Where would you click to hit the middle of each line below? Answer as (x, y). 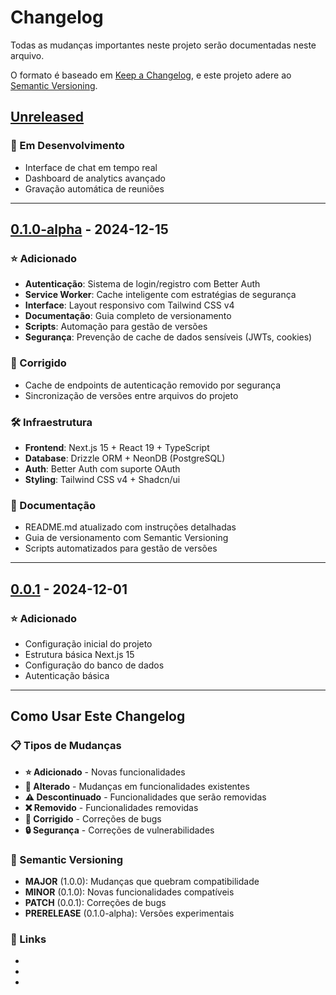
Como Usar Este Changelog (98, 716)
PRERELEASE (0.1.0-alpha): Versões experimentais (129, 913)
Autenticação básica (67, 675)
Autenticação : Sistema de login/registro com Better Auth (142, 284)
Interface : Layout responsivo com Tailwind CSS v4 (129, 305)
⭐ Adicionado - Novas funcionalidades (105, 772)
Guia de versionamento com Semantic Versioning (126, 538)
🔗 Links (28, 939)
